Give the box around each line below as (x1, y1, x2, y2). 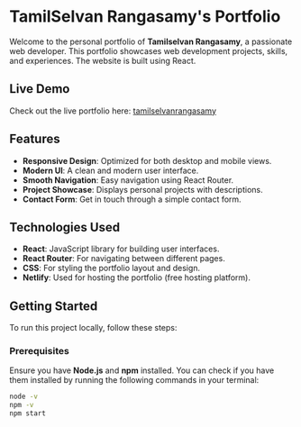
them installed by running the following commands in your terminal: (9, 375, 260, 386)
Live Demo (9, 81, 70, 96)
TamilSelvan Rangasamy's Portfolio (9, 6, 281, 27)
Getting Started (9, 298, 98, 313)
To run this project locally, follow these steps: (9, 323, 178, 333)
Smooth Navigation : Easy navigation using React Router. (22, 174, 234, 186)
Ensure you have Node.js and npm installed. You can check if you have (9, 365, 275, 376)
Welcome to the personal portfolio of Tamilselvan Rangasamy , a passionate (9, 36, 293, 47)
